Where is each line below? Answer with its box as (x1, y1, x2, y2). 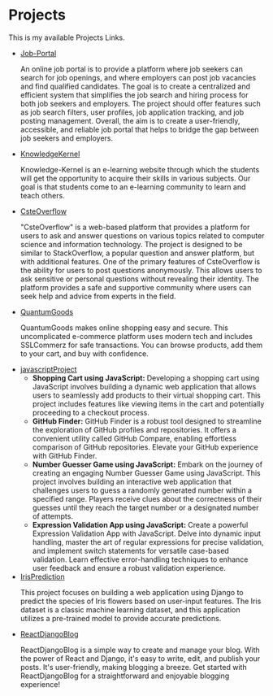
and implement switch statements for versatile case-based (32, 546, 229, 555)
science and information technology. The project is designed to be (19, 239, 243, 249)
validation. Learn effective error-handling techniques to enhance (32, 555, 249, 564)
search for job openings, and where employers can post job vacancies (19, 72, 257, 82)
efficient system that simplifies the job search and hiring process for (19, 89, 249, 99)
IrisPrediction (19, 572, 65, 581)
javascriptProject (19, 364, 77, 374)
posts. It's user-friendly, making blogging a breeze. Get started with (19, 662, 247, 672)
